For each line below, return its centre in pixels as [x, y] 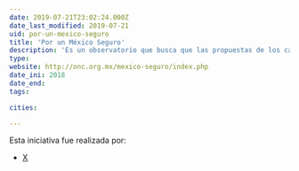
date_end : [28, 83]
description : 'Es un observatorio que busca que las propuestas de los [145, 51]
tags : [19, 91]
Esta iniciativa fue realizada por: [68, 140]
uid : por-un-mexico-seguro [59, 34]
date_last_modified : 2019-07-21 [69, 26]
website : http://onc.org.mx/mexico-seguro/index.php [109, 67]
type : [19, 58]
